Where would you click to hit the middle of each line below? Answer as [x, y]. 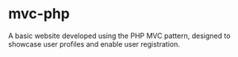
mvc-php [39, 14]
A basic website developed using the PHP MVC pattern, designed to [119, 36]
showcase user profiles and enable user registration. [94, 44]
